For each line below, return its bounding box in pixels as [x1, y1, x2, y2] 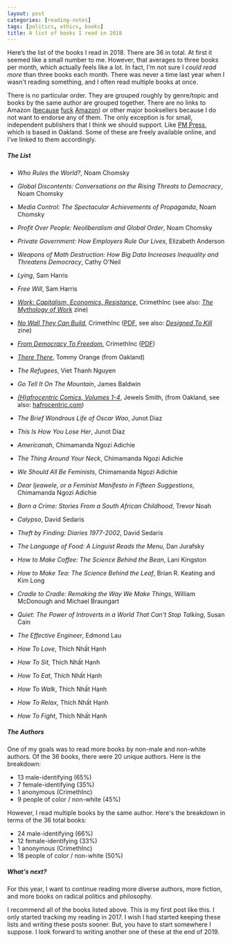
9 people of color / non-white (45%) [17, 796, 121, 804]
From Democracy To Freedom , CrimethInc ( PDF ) [17, 340, 156, 348]
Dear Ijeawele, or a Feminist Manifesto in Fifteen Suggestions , [17, 481, 195, 490]
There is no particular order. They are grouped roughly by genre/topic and [7, 91, 219, 100]
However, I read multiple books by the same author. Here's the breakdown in [7, 809, 226, 817]
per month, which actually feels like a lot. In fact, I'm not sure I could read [7, 63, 217, 71]
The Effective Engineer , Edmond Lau [17, 631, 122, 640]
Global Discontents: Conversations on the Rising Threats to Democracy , [17, 182, 223, 190]
